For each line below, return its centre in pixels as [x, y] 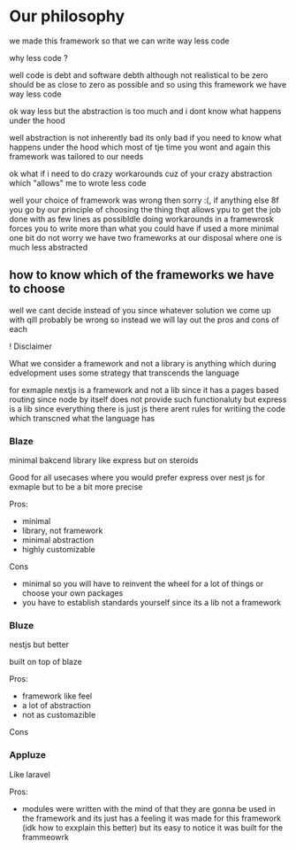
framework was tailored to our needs [76, 156]
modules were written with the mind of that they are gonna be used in [148, 808]
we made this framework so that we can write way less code [119, 41]
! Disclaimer [31, 346]
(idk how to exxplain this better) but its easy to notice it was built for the [152, 827]
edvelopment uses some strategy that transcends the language [125, 373]
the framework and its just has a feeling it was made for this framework [151, 818]
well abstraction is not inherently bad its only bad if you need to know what [146, 137]
